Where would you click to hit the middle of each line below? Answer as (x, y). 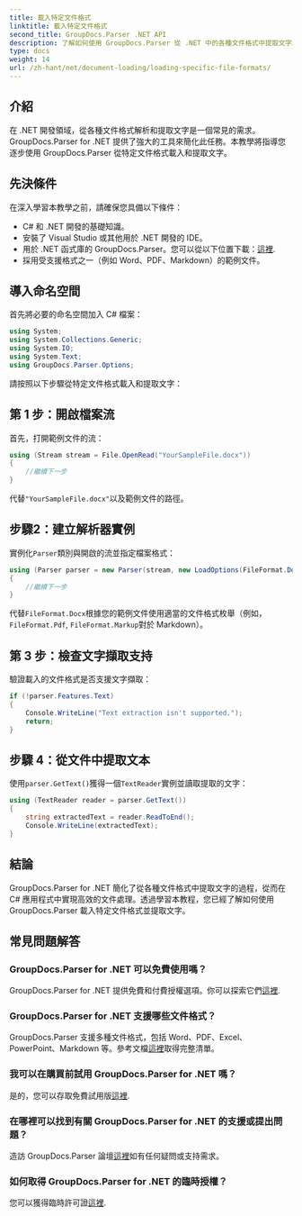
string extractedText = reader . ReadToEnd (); (110, 817)
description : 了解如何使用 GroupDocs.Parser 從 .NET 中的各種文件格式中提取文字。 (154, 43)
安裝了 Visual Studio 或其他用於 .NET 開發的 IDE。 (115, 237)
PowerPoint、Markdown (54, 1048)
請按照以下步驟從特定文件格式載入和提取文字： (96, 383)
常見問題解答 (45, 941)
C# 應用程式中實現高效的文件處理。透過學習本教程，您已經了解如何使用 (142, 899)
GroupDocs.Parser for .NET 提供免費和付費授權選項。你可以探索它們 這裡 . (145, 991)
